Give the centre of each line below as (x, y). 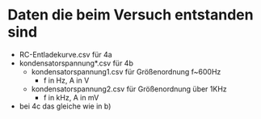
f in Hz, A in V (66, 80)
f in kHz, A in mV (71, 97)
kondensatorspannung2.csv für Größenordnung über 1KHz (129, 89)
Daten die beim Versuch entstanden (130, 15)
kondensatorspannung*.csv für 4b (76, 63)
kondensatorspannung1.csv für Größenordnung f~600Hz (126, 71)
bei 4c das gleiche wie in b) (65, 106)
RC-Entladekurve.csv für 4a (65, 54)
